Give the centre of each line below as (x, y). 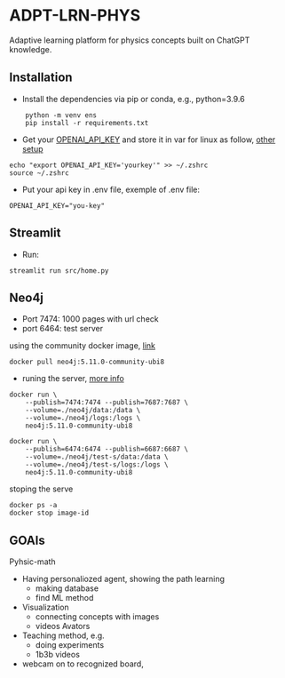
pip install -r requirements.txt (87, 123)
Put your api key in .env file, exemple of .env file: (111, 189)
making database (67, 588)
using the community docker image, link (83, 346)
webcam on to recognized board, (83, 664)
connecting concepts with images (97, 617)
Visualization (45, 607)
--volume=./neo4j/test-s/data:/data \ (97, 457)
